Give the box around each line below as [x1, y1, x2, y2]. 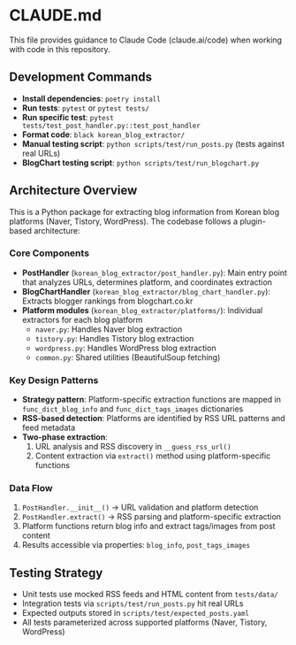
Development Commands [9, 70, 153, 85]
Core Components [9, 247, 90, 259]
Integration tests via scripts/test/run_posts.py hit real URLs [21, 598, 244, 609]
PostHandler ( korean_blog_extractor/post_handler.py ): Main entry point [21, 267, 287, 278]
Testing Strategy [9, 565, 103, 580]
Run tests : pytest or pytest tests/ [21, 103, 150, 113]
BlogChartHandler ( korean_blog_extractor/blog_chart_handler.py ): [21, 286, 271, 296]
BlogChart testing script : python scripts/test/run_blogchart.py [21, 157, 260, 168]
